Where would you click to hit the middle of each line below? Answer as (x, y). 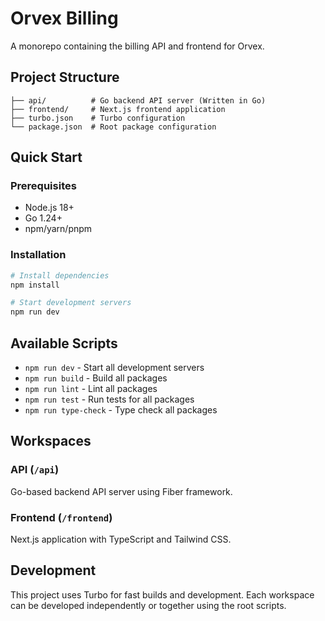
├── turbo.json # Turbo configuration (98, 118)
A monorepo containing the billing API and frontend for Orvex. (137, 46)
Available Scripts (64, 343)
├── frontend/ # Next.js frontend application (118, 109)
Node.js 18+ (49, 208)
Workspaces (51, 441)
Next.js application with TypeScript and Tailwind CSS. (121, 539)
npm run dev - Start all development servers (114, 368)
